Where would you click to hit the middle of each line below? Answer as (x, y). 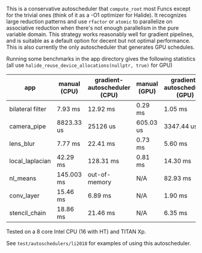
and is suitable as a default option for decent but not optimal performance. (98, 41)
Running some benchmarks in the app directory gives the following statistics (101, 59)
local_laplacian (30, 161)
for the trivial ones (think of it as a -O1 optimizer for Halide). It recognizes (96, 15)
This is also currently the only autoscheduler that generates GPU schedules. (100, 47)
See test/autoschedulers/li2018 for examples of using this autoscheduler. (99, 243)
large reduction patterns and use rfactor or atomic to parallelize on (89, 21)
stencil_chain (28, 213)
